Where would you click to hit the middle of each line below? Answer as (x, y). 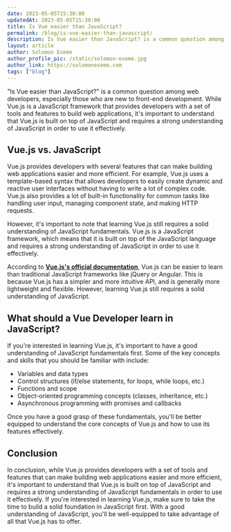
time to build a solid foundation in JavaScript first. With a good (96, 506)
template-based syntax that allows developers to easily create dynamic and (115, 181)
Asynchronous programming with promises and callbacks (99, 403)
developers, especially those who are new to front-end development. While (114, 98)
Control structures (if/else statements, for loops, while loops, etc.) (111, 381)
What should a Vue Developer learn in (90, 318)
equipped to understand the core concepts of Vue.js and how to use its (109, 424)
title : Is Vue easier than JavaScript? (65, 26)
